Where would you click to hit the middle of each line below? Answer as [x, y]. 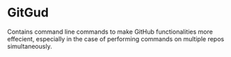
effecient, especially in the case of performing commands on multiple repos [116, 38]
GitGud [28, 13]
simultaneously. [30, 46]
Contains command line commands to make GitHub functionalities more [110, 32]
